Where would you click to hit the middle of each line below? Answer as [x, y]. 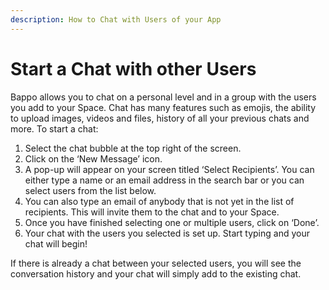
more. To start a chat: [54, 128]
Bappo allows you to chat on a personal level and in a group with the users [163, 97]
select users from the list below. [90, 190]
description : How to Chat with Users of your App [116, 19]
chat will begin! [56, 243]
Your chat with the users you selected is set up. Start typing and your [167, 233]
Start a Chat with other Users [133, 68]
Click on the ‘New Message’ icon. [93, 158]
